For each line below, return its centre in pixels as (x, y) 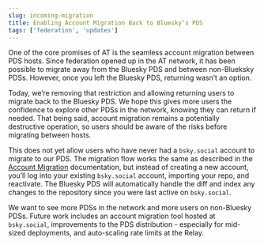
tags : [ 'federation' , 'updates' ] (63, 30)
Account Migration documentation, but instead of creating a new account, (128, 168)
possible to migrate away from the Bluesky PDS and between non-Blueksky (131, 70)
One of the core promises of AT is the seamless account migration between (131, 53)
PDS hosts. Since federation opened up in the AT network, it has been (122, 61)
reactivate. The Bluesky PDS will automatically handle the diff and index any (132, 184)
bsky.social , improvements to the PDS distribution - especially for (116, 224)
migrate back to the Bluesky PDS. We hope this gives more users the (120, 102)
